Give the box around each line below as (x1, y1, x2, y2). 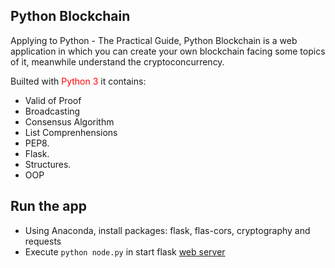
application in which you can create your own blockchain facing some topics (10, 45, 326, 57)
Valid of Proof (24, 94, 82, 106)
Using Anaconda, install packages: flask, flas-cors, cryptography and (24, 224, 311, 236)
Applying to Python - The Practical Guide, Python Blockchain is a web (10, 34, 298, 46)
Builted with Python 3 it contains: (10, 75, 147, 87)
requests (24, 235, 62, 247)
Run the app (10, 198, 87, 215)
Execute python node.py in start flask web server (24, 245, 226, 258)
